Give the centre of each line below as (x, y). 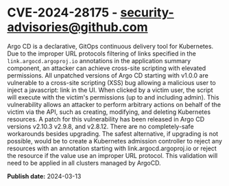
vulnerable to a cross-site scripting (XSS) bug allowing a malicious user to (111, 82)
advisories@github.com (78, 27)
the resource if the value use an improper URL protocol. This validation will (112, 155)
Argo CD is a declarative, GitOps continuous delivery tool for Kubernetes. (110, 46)
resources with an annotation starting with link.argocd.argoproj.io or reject (112, 148)
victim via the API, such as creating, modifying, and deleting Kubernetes (109, 112)
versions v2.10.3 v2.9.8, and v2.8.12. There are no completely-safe (100, 126)
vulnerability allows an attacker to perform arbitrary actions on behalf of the (114, 104)
